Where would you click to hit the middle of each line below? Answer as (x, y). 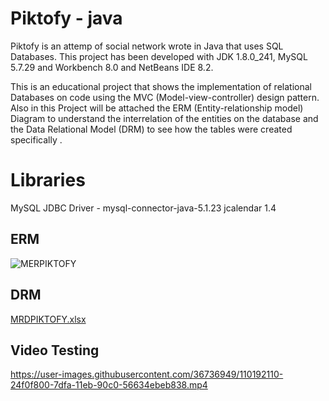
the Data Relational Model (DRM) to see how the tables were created (151, 129)
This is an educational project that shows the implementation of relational (161, 86)
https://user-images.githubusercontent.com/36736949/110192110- (147, 374)
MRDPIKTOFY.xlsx (48, 319)
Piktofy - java (66, 18)
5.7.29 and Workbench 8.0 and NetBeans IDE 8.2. (112, 67)
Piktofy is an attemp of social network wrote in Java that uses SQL (147, 46)
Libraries (48, 180)
